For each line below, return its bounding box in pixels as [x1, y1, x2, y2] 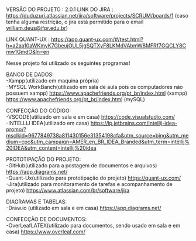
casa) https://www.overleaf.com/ [6, 228, 86, 235]
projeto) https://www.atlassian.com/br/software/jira [6, 187, 130, 194]
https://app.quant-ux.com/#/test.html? [50, 36, 144, 43]
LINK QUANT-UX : [6, 36, 50, 43]
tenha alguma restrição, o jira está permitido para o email [6, 18, 144, 25]
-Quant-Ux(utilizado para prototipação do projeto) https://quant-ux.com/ [6, 174, 181, 181]
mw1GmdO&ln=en [6, 49, 50, 55]
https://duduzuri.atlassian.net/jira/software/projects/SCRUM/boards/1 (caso [6, 12, 189, 19]
